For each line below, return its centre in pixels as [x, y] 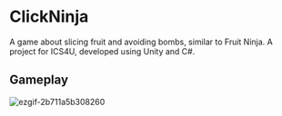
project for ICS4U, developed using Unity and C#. [102, 51]
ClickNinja [49, 17]
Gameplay [39, 80]
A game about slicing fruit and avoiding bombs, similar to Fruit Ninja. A [141, 42]
